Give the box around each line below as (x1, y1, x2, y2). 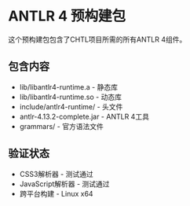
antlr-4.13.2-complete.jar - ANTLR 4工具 (19, 112, 149, 121)
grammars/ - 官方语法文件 (19, 121, 104, 131)
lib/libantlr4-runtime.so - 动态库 (19, 92, 122, 101)
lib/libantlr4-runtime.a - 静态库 (19, 82, 118, 91)
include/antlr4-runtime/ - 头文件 (19, 101, 123, 111)
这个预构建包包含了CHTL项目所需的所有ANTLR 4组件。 (8, 35, 187, 44)
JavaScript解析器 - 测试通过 (19, 178, 110, 189)
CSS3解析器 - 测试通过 (19, 169, 93, 178)
